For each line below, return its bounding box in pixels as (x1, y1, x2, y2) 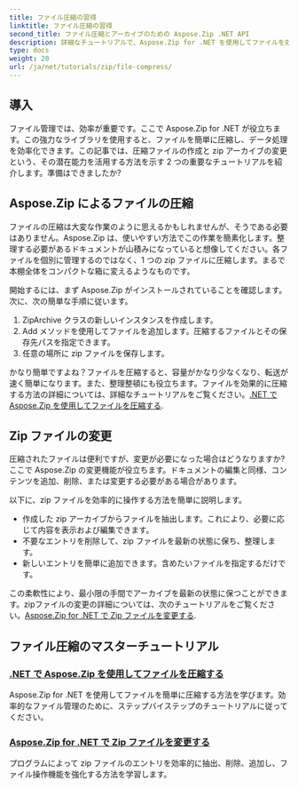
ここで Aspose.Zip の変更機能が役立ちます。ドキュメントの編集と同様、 (9, 465, 272, 475)
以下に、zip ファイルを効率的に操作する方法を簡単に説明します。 (9, 495, 247, 505)
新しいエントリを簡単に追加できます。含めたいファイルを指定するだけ (21, 558, 278, 569)
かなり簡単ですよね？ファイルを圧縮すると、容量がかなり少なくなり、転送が (9, 366, 288, 378)
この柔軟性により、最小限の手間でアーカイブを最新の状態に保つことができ (9, 588, 281, 599)
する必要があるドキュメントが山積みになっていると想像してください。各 (16, 243, 281, 254)
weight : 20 (9, 54, 50, 63)
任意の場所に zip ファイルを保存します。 (21, 347, 169, 358)
